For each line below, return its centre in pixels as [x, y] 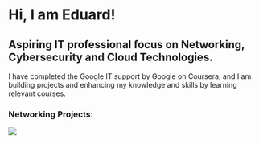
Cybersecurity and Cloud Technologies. [111, 57]
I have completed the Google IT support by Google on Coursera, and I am [130, 76]
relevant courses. [37, 93]
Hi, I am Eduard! [62, 15]
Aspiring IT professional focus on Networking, [127, 45]
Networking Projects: [51, 114]
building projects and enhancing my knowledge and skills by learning [123, 85]
